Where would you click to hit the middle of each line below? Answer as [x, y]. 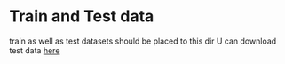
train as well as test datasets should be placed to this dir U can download [143, 41]
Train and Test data [82, 16]
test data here [35, 50]
